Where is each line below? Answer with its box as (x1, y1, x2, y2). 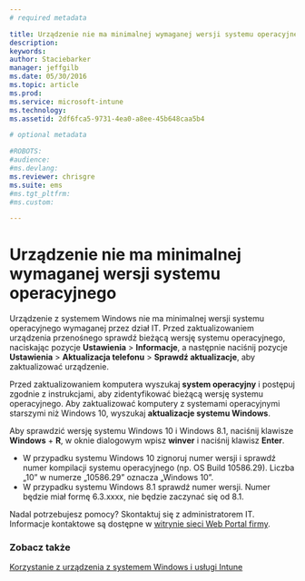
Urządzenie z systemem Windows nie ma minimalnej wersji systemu (9, 313, 265, 324)
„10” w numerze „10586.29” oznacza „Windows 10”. (22, 472, 214, 483)
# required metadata (9, 13, 88, 23)
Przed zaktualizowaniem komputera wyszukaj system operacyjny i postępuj (9, 379, 295, 390)
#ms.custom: (9, 197, 54, 207)
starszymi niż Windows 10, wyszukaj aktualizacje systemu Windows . (9, 408, 271, 419)
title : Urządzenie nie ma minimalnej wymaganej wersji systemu (9, 29, 254, 39)
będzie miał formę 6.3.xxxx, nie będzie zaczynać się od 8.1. (22, 491, 244, 502)
